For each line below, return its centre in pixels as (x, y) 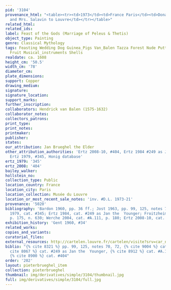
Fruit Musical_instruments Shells (46, 52)
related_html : (20, 24)
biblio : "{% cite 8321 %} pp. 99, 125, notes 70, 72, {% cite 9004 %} (82, 246)
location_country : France (33, 185)
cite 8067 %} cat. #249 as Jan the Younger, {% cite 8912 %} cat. (83, 251)
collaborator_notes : (27, 114)
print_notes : (19, 128)
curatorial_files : (25, 237)
